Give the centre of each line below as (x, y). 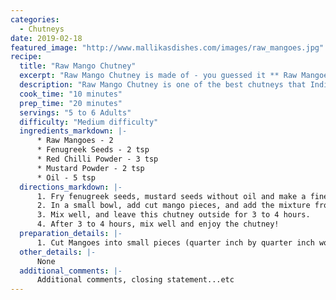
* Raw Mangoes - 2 (75, 141)
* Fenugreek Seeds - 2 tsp (93, 150)
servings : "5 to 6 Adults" (75, 112)
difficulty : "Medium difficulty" (89, 122)
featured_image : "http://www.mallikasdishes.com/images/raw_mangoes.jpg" (167, 47)
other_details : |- (58, 252)
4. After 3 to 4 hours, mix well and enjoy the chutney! (158, 224)
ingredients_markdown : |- (73, 131)
